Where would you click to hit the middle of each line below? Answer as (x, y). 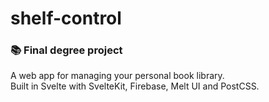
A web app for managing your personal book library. (117, 76)
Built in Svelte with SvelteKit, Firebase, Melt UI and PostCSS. (135, 86)
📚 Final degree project (66, 50)
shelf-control (66, 18)
